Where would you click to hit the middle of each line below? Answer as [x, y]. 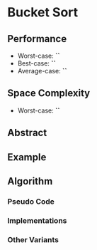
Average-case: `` [42, 71]
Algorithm [30, 181]
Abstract [27, 133]
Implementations [37, 220]
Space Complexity [49, 93]
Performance [37, 39]
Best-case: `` [37, 63]
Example [27, 157]
